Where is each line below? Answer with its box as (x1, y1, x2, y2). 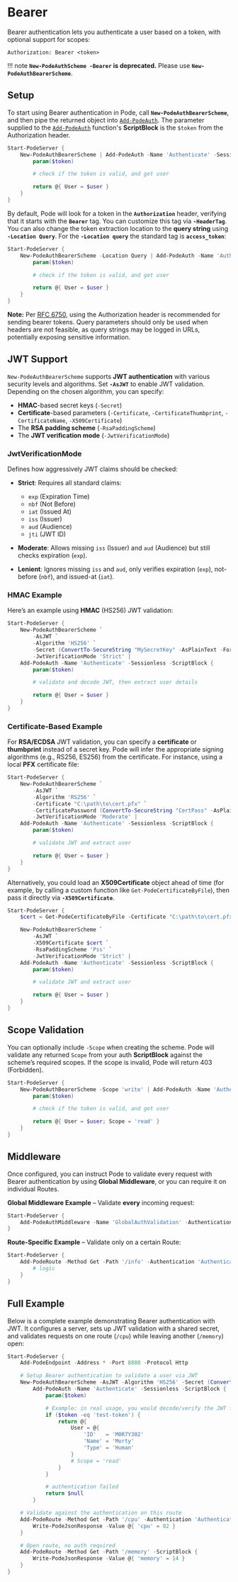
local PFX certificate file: (7, 760, 79, 769)
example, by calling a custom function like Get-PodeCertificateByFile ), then (7, 886, 230, 894)
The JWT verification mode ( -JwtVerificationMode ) (17, 431, 170, 439)
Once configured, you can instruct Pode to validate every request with (7, 1170, 212, 1178)
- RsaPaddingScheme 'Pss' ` (33, 946, 113, 953)
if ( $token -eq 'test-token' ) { (45, 1411, 141, 1418)
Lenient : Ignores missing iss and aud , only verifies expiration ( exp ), (17, 565, 213, 574)
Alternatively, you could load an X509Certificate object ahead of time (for (7, 878, 225, 886)
